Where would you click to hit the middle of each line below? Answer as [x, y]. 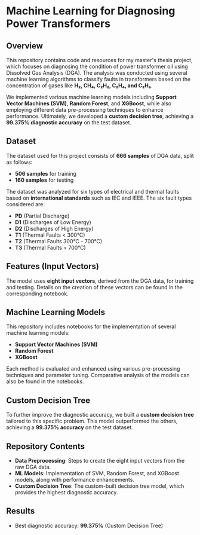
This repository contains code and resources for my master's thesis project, [99, 60]
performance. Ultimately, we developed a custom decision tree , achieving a [100, 116]
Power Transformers [58, 24]
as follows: [19, 162]
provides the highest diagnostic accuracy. [66, 493]
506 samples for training [45, 173]
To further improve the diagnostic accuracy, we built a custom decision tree [100, 415]
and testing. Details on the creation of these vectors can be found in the [95, 287]
